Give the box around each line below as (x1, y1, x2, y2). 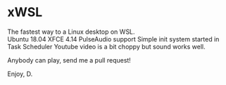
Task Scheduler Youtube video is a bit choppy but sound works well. (7, 42, 206, 51)
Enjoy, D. (7, 70, 33, 78)
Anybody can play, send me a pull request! (7, 55, 132, 64)
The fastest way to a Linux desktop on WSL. (7, 27, 135, 36)
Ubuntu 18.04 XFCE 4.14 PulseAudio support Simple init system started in (7, 34, 220, 43)
